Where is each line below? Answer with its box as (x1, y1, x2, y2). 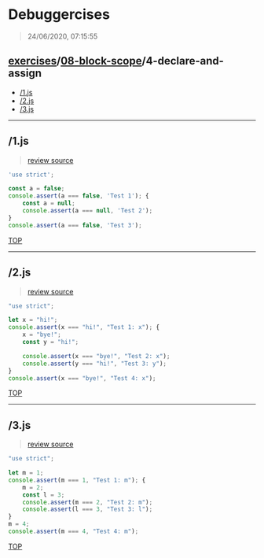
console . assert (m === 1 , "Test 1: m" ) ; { (8, 476, 146, 484)
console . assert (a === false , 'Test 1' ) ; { (8, 192, 149, 200)
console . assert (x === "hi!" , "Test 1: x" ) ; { (8, 323, 159, 331)
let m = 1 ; (8, 469, 44, 477)
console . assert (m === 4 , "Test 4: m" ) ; (8, 527, 139, 536)
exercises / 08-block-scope (8, 54, 142, 68)
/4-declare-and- (141, 54, 224, 68)
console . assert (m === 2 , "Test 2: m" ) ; (22, 498, 153, 506)
